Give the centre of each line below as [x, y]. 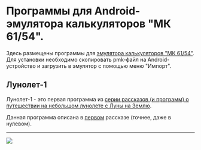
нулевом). [19, 124]
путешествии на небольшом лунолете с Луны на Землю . [79, 106]
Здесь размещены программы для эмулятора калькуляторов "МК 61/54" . [100, 53]
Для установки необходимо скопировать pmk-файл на [76, 59]
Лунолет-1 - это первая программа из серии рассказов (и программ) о [98, 99]
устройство [21, 66]
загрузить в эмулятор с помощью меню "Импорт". [106, 66]
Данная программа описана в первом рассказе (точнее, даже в [89, 117]
